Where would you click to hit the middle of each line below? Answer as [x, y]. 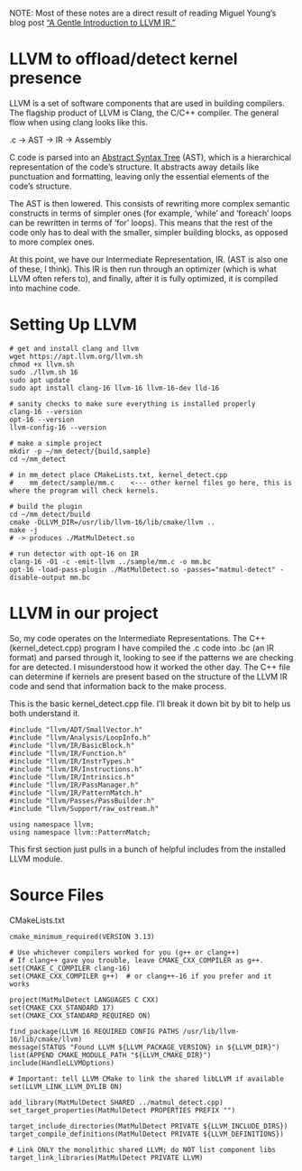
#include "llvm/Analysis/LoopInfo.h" [80, 738]
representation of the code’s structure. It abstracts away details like [134, 167]
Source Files [57, 895]
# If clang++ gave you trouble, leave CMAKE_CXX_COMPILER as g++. [137, 960]
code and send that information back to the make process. [118, 686]
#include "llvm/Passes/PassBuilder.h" [82, 801]
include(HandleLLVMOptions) [62, 1063]
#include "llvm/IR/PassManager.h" [74, 785]
